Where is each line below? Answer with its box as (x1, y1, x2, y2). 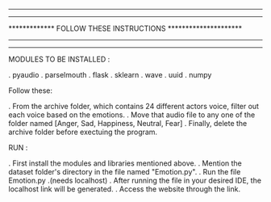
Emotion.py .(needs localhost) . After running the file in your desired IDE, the (8, 175, 262, 185)
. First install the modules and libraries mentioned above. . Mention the (8, 158, 242, 168)
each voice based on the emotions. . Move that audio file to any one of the (8, 110, 256, 120)
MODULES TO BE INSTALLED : (8, 54, 110, 64)
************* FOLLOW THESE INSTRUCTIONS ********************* (8, 23, 243, 33)
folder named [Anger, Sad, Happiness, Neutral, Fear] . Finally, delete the (8, 119, 248, 128)
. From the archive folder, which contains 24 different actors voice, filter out (8, 102, 260, 111)
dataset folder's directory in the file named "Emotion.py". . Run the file (8, 167, 241, 176)
